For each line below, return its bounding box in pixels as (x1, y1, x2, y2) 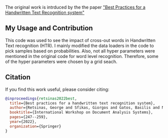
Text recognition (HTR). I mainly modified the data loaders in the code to (5, 42, 154, 48)
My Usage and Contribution (5, 24, 93, 32)
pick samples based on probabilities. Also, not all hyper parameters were (5, 47, 155, 54)
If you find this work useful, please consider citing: (5, 86, 109, 92)
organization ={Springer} (9, 123, 61, 129)
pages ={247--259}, (9, 114, 48, 119)
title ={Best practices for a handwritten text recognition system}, (9, 100, 155, 105)
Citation (5, 73, 31, 81)
